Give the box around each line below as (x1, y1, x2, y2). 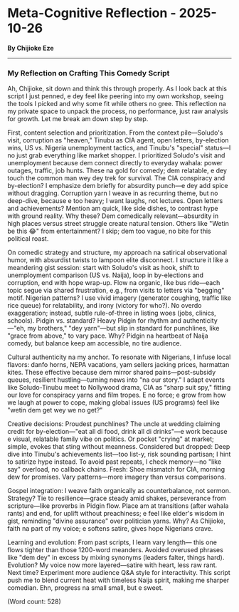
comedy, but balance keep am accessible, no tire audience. (7, 339, 182, 348)
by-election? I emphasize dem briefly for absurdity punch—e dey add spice (7, 182, 229, 190)
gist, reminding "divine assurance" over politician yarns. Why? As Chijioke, (7, 517, 225, 525)
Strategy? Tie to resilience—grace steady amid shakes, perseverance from (7, 494, 226, 503)
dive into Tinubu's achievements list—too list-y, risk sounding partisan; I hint (7, 450, 231, 459)
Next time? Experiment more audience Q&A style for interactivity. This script (7, 569, 230, 577)
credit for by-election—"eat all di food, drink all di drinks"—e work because (7, 427, 228, 436)
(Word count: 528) (7, 597, 62, 606)
